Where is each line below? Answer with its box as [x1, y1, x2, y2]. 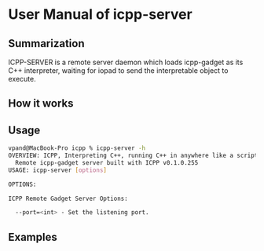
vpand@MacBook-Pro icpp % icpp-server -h [8, 144, 146, 152]
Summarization [8, 37, 85, 50]
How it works [8, 96, 74, 111]
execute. [8, 75, 37, 83]
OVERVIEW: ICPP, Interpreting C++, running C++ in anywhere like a [8, 151, 234, 160]
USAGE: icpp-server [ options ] [8, 166, 108, 174]
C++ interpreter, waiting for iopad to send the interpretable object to [8, 66, 229, 75]
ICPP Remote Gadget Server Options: [8, 195, 128, 202]
